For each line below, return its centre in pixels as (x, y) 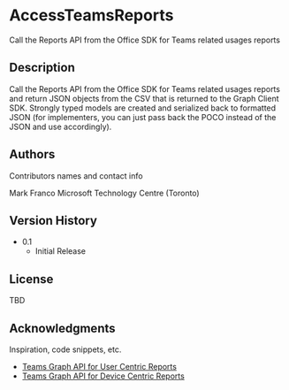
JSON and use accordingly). (61, 126)
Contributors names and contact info (76, 176)
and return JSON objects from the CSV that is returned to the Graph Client (144, 98)
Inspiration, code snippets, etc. (65, 349)
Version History (53, 221)
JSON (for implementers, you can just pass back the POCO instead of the (143, 117)
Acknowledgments (63, 328)
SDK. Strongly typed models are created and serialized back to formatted (143, 108)
